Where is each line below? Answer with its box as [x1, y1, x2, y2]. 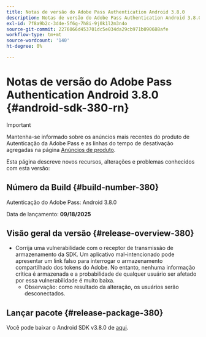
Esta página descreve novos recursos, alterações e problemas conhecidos [6, 157, 195, 165]
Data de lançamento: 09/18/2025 [6, 210, 91, 218]
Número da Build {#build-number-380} [6, 182, 159, 193]
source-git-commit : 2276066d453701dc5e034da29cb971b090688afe [6, 26, 169, 32]
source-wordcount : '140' [6, 37, 70, 44]
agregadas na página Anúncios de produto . [6, 146, 116, 153]
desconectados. [24, 290, 66, 297]
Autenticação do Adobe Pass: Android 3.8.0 [6, 199, 117, 206]
